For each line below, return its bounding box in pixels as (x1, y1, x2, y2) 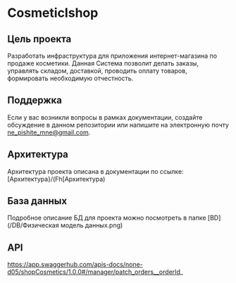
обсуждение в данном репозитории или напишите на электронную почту (7, 120, 229, 129)
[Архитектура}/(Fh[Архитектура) (7, 175, 106, 183)
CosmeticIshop (7, 5, 99, 21)
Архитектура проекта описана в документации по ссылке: (7, 167, 185, 175)
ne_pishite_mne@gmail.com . (7, 128, 91, 137)
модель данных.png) (60, 221, 123, 229)
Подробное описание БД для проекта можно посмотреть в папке (7, 213, 206, 222)
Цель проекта (7, 33, 72, 45)
